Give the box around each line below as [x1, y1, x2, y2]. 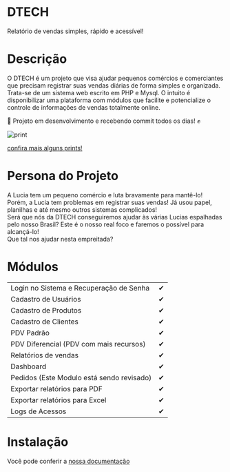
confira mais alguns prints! [7, 144, 83, 152]
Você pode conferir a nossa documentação [7, 457, 130, 465]
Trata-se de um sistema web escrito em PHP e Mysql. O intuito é [7, 88, 191, 97]
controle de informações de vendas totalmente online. [7, 103, 160, 111]
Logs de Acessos [10, 406, 67, 416]
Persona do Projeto [7, 168, 119, 184]
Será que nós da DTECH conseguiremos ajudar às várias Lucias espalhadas [7, 213, 222, 221]
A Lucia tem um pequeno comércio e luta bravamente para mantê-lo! [7, 190, 203, 199]
